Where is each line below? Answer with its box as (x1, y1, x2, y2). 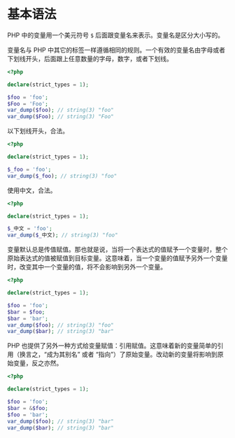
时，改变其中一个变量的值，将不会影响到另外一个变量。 (7, 263, 166, 271)
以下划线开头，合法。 (7, 127, 69, 135)
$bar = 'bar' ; (7, 315, 49, 322)
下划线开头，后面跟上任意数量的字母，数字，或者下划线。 (7, 54, 173, 63)
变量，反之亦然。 (13, 359, 63, 367)
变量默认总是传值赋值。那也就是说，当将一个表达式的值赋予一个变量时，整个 (7, 246, 228, 254)
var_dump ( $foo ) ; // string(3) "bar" (7, 418, 114, 425)
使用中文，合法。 (7, 186, 57, 195)
